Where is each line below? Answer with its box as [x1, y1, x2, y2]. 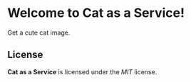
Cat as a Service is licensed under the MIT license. [7, 67, 158, 76]
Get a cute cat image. [7, 28, 71, 37]
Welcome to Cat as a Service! [7, 5, 185, 21]
